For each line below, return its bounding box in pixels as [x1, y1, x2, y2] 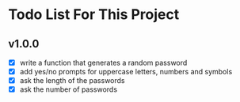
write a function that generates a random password [19, 58, 188, 67]
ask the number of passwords [19, 85, 117, 94]
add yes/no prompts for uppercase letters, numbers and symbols [19, 67, 233, 77]
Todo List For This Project [8, 6, 180, 24]
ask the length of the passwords [19, 76, 125, 85]
